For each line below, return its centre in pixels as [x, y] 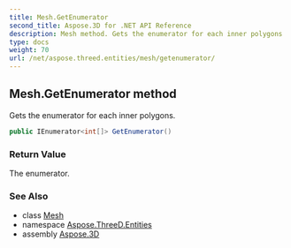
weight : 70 [29, 50]
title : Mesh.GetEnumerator [59, 17]
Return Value [38, 154]
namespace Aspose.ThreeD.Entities [87, 225]
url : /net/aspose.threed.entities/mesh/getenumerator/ [112, 58]
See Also [29, 196]
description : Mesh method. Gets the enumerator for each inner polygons [146, 34]
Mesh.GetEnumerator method [93, 94]
